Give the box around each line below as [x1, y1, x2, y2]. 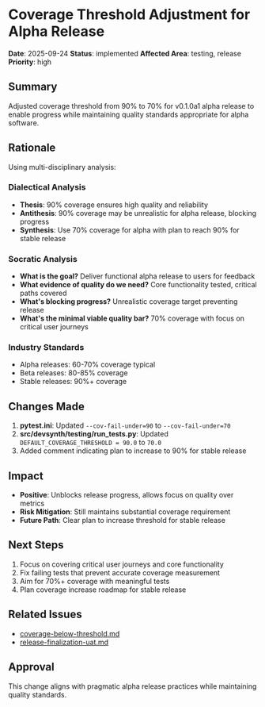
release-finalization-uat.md [19, 637, 109, 647]
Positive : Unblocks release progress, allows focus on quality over [19, 490, 234, 500]
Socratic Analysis [8, 253, 78, 264]
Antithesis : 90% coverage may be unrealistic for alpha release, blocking [19, 208, 257, 217]
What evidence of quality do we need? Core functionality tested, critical [19, 280, 257, 290]
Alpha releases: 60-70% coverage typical [19, 359, 156, 370]
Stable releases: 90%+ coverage [19, 377, 127, 386]
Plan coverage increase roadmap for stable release [19, 585, 187, 594]
